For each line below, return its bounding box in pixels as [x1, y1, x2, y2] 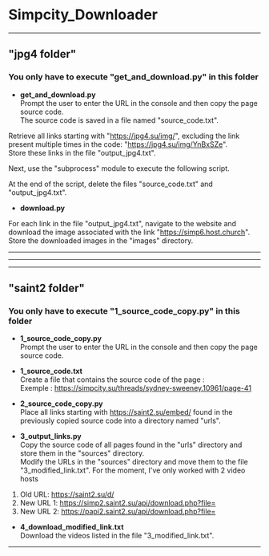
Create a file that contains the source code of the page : [19, 375, 206, 384]
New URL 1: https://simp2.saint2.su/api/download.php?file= [19, 498, 216, 508]
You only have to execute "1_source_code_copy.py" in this [8, 305, 240, 316]
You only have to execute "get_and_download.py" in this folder [8, 71, 259, 83]
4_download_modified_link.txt [19, 522, 124, 532]
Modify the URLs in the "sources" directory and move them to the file [19, 457, 248, 467]
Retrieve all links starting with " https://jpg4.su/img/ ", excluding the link [8, 131, 240, 140]
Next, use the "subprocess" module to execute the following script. [8, 163, 230, 173]
